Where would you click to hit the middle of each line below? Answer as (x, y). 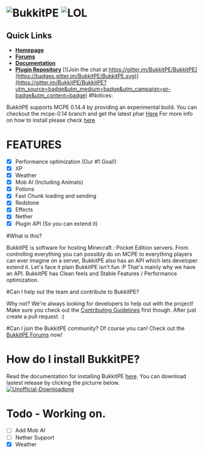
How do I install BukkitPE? (73, 359)
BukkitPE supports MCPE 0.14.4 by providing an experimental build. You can (102, 107)
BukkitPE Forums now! (34, 334)
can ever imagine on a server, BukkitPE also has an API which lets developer (102, 260)
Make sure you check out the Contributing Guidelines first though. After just (101, 310)
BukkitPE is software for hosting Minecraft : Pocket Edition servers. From (97, 247)
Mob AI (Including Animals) (49, 182)
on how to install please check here (51, 120)
